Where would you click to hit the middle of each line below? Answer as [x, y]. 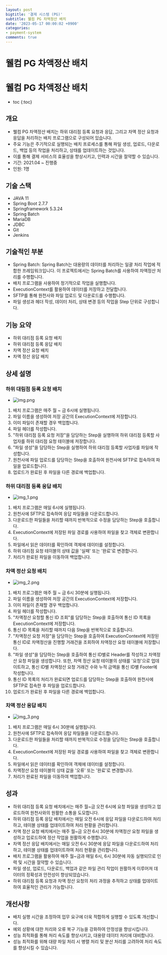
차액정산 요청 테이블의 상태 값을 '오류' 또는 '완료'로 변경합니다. [73, 770]
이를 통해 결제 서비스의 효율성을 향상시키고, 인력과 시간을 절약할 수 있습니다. [86, 156]
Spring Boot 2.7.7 [30, 203]
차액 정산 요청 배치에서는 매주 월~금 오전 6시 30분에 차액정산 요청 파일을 [83, 831]
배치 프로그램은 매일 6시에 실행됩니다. [49, 508]
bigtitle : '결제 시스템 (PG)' [34, 14]
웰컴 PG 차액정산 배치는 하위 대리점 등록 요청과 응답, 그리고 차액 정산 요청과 [86, 131]
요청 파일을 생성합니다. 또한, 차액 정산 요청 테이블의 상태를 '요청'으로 [84, 661]
